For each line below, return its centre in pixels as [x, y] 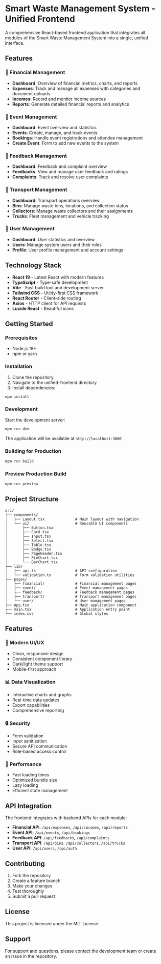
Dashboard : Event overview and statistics [54, 127]
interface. [15, 43]
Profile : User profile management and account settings [68, 250]
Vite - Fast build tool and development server [58, 287]
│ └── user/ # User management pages [65, 601]
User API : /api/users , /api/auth [45, 848]
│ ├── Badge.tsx [28, 549]
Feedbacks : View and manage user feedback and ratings [70, 172]
